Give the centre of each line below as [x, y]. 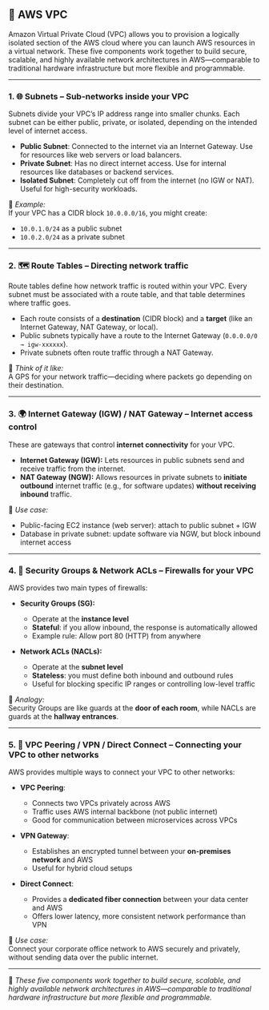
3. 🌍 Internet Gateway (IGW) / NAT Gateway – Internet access [131, 414]
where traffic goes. [40, 303]
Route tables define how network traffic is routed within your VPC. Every [128, 286]
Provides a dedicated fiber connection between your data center [140, 899]
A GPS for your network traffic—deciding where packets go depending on [130, 376]
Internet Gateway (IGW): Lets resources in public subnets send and [132, 460]
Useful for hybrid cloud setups [82, 868]
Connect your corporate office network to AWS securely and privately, [124, 949]
